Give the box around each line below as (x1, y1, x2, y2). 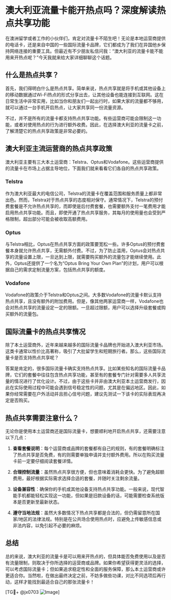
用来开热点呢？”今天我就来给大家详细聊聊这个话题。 (5, 54, 115, 60)
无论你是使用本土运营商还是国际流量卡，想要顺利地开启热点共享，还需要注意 (5, 428, 166, 434)
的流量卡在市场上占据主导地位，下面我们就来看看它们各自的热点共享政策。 (5, 165, 161, 171)
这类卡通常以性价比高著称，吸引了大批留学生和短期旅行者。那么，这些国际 (5, 348, 161, 354)
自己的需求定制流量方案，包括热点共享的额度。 (9, 267, 108, 273)
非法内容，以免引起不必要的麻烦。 (12, 523, 84, 529)
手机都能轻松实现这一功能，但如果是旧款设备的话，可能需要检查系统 (17, 492, 160, 499)
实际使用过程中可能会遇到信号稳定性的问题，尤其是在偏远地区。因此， (14, 384, 161, 390)
